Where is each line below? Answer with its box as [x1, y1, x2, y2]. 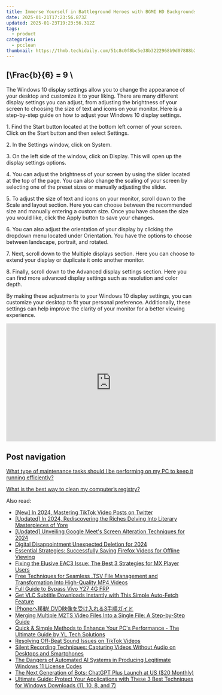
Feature [14, 598, 34, 605]
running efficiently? [6, 474, 54, 481]
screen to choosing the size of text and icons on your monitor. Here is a [6, 105, 183, 112]
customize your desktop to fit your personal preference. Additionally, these [6, 298, 191, 306]
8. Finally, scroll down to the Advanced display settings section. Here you [6, 268, 187, 275]
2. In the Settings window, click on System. [6, 141, 112, 148]
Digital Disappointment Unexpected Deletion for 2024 [14, 540, 148, 548]
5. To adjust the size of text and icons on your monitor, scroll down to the [6, 195, 186, 202]
